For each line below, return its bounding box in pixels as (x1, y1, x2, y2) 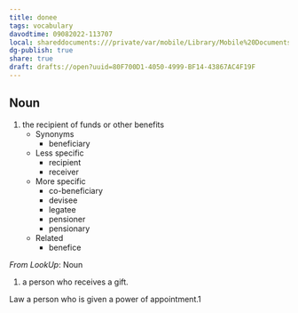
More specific (35, 175, 86, 187)
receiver (48, 166, 80, 177)
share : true (9, 54, 53, 63)
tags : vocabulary (9, 21, 74, 30)
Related (35, 232, 64, 243)
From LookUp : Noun (9, 259, 83, 269)
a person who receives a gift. (21, 277, 129, 287)
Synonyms (35, 128, 74, 139)
